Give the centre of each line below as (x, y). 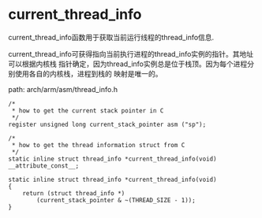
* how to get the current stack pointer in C (88, 111)
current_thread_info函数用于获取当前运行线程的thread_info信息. (111, 37)
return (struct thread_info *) (74, 193)
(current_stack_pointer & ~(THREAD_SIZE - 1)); (116, 200)
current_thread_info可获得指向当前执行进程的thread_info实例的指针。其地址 (131, 54)
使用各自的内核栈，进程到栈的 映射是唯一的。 (88, 73)
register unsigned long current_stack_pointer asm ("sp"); (107, 124)
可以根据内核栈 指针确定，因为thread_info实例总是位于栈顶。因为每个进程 (128, 64)
